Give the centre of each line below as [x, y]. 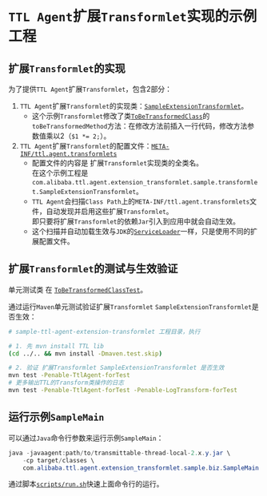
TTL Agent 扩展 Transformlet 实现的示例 [133, 16]
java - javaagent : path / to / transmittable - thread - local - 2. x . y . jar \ [120, 453]
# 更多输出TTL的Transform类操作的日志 [66, 383]
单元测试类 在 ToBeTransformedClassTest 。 [78, 289]
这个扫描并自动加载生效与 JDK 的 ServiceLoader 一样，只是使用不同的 [141, 231]
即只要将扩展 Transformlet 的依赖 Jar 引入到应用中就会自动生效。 [135, 221]
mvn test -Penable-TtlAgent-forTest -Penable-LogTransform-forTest [123, 391]
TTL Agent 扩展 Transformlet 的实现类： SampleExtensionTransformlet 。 [134, 106]
